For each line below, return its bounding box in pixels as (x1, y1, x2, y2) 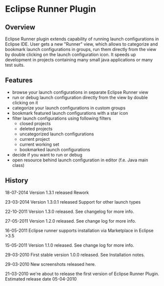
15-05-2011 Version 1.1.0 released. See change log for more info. (5, 242, 135, 248)
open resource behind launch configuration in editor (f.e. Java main (12, 157, 148, 163)
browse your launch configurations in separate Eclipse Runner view (12, 89, 148, 95)
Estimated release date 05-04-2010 (5, 276, 77, 282)
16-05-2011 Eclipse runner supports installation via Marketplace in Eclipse (5, 227, 154, 234)
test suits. (5, 62, 25, 68)
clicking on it (12, 100, 38, 105)
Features (5, 76, 33, 84)
